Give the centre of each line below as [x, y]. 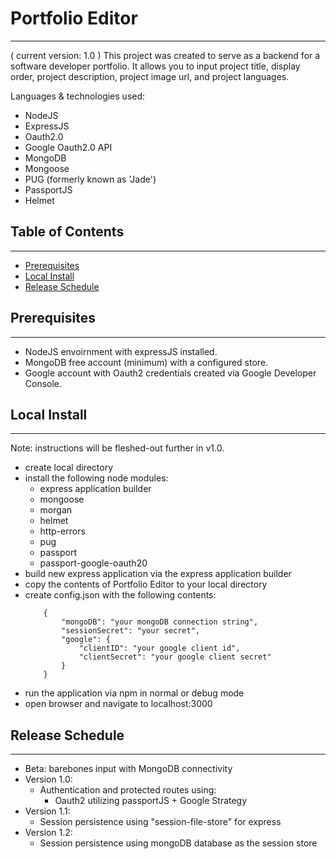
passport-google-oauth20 [93, 563]
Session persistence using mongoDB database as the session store [178, 843]
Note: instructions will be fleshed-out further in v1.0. [117, 448]
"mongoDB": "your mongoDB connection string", [160, 622]
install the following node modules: [96, 478]
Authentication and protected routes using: [128, 790]
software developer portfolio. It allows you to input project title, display [155, 66]
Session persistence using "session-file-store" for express [160, 822]
